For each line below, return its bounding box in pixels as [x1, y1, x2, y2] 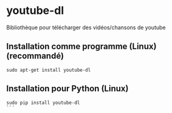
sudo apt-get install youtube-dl [6, 67, 91, 73]
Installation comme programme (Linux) [6, 41, 157, 52]
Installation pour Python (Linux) [6, 83, 129, 94]
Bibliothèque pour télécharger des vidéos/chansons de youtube [6, 24, 166, 31]
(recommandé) [6, 51, 64, 61]
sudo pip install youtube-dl [6, 100, 80, 106]
